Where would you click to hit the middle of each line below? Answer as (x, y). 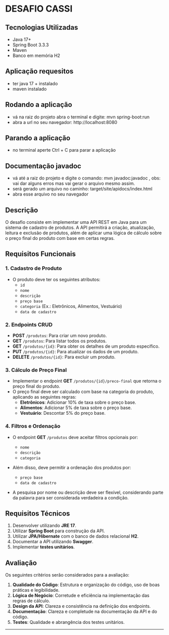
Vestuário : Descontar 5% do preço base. (63, 413)
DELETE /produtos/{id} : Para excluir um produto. (64, 357)
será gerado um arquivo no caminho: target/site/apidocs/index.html (82, 189)
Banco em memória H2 (36, 55)
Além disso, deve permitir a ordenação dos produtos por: (72, 467)
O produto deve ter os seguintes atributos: (56, 279)
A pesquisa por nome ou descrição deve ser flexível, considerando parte (88, 492)
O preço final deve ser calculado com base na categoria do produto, (83, 392)
